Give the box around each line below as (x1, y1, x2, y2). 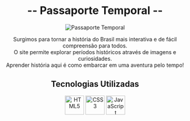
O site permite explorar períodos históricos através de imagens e (13, 48, 177, 55)
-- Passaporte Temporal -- (27, 4, 163, 18)
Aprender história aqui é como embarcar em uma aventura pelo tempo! (5, 61, 185, 69)
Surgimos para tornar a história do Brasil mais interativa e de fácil (13, 35, 177, 43)
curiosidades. (77, 55, 113, 62)
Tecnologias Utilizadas (51, 79, 139, 89)
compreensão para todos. (62, 42, 128, 49)
